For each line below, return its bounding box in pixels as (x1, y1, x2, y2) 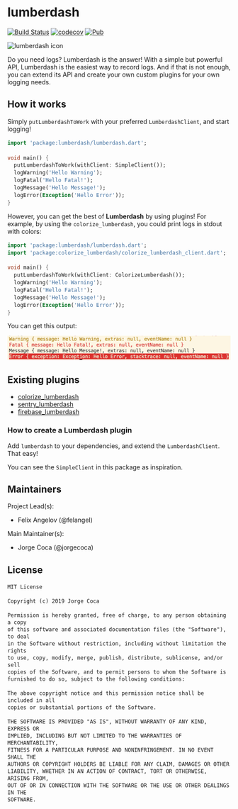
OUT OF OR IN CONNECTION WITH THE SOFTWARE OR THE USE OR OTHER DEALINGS (7, 782, 230, 789)
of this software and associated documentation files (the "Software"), (7, 626, 227, 633)
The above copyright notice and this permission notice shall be (7, 690, 204, 697)
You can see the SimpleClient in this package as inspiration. (7, 462, 183, 472)
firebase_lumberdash (17, 408, 80, 416)
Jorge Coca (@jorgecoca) (17, 543, 94, 552)
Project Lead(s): (7, 502, 55, 510)
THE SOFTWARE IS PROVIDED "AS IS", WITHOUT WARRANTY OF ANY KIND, (7, 718, 208, 725)
